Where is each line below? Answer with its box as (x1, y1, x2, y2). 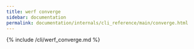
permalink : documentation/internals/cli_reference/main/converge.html (6, 20, 189, 26)
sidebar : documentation (6, 14, 67, 20)
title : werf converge (6, 8, 61, 15)
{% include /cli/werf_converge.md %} (6, 36, 101, 44)
